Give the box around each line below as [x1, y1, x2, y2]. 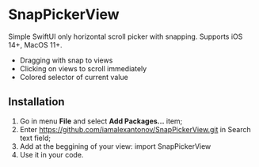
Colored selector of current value [19, 72, 128, 82]
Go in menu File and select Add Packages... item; [19, 116, 183, 126]
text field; [19, 133, 51, 142]
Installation [8, 95, 65, 108]
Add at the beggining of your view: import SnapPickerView [19, 141, 211, 151]
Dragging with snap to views [19, 55, 113, 65]
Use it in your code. [19, 150, 84, 159]
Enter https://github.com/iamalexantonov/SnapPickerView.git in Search [19, 124, 251, 134]
